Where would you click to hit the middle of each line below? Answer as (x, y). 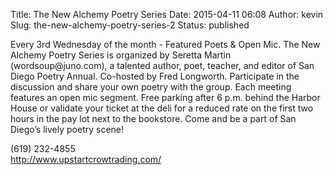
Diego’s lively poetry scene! (67, 129)
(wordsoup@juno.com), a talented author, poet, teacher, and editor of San (162, 65)
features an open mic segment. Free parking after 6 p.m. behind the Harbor (165, 97)
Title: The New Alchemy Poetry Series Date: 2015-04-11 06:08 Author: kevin (167, 14)
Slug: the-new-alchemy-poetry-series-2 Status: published (130, 25)
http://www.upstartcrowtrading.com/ (86, 159)
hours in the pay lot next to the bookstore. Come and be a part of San (153, 118)
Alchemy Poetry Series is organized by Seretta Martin (121, 55)
